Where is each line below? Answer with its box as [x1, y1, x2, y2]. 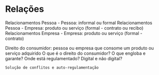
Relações [5, 3, 44, 15]
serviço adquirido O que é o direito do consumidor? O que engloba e [5, 50, 146, 56]
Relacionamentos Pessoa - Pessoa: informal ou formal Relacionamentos [5, 20, 153, 26]
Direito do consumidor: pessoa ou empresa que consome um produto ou [5, 45, 154, 51]
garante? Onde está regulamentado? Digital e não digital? [5, 55, 123, 61]
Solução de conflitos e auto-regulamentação [5, 65, 99, 70]
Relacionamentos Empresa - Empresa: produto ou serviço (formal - [5, 30, 143, 36]
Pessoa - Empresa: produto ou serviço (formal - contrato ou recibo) [5, 25, 144, 31]
